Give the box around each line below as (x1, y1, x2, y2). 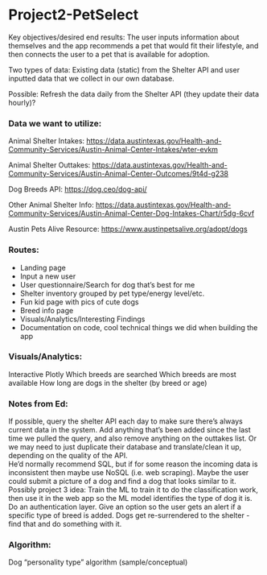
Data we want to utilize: (8, 118, 102, 129)
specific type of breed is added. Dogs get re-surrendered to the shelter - (8, 511, 250, 520)
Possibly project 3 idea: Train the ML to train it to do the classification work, (8, 485, 259, 494)
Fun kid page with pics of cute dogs (19, 296, 139, 307)
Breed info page (19, 305, 74, 315)
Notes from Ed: (8, 398, 68, 409)
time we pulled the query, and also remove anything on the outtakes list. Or (8, 433, 257, 444)
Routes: (8, 244, 39, 255)
